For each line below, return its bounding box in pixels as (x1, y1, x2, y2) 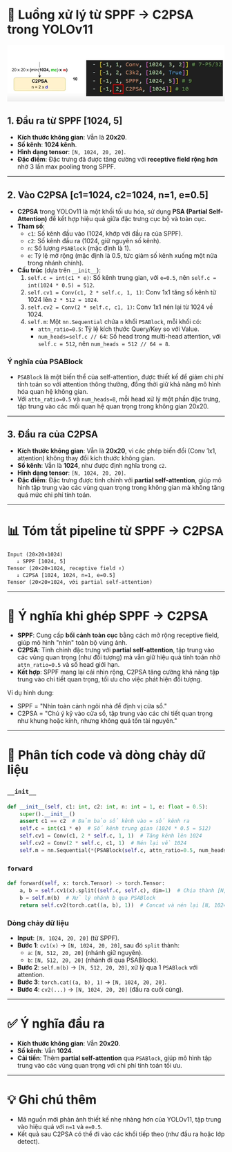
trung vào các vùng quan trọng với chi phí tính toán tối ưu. (17, 1061, 183, 1069)
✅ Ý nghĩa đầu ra (7, 1016, 105, 1032)
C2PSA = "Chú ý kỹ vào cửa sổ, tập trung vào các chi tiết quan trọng (17, 709, 213, 718)
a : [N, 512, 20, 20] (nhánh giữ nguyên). (27, 948, 144, 956)
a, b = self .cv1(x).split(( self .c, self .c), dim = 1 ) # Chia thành (19, 887, 215, 894)
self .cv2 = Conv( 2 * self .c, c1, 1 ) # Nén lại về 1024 (19, 840, 187, 847)
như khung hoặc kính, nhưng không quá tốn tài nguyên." (17, 717, 177, 725)
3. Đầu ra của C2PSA (7, 428, 99, 440)
